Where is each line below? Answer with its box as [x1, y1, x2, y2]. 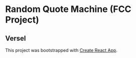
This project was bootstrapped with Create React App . [5, 47, 118, 53]
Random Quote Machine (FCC [5, 3, 131, 15]
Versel [5, 34, 26, 42]
